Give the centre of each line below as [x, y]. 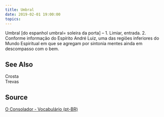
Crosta [12, 76]
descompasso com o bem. [32, 49]
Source [17, 97]
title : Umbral [20, 10]
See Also [19, 64]
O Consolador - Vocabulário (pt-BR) [41, 109]
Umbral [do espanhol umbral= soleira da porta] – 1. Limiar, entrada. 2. [76, 33]
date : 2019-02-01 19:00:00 [33, 14]
